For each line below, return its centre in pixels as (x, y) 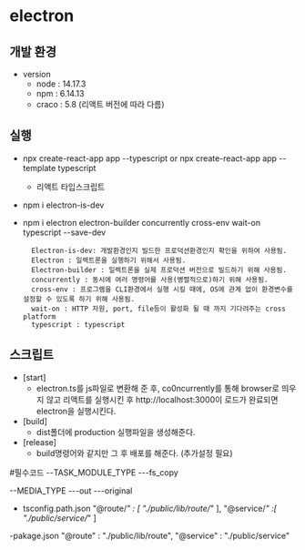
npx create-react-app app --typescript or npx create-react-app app (150, 158)
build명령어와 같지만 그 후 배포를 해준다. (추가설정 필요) (135, 453)
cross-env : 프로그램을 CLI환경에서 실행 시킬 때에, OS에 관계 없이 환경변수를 (162, 289)
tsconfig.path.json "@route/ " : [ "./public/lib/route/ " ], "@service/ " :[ (150, 508)
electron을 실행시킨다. (76, 411)
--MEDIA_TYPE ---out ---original (71, 490)
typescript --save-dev (64, 232)
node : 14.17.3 (61, 84)
